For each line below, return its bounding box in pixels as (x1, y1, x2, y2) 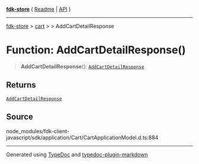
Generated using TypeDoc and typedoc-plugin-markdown (6, 151, 148, 158)
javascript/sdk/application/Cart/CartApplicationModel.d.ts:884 (6, 134, 159, 141)
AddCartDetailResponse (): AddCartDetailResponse (20, 63, 145, 70)
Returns (6, 80, 37, 90)
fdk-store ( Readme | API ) (6, 6, 71, 12)
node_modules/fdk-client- (6, 127, 70, 134)
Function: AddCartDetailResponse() (6, 43, 186, 57)
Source (6, 112, 34, 122)
